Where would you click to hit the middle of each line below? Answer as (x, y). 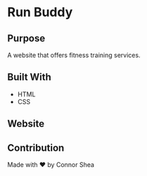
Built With (29, 77)
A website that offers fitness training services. (74, 55)
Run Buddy (40, 12)
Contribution (36, 147)
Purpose (26, 38)
